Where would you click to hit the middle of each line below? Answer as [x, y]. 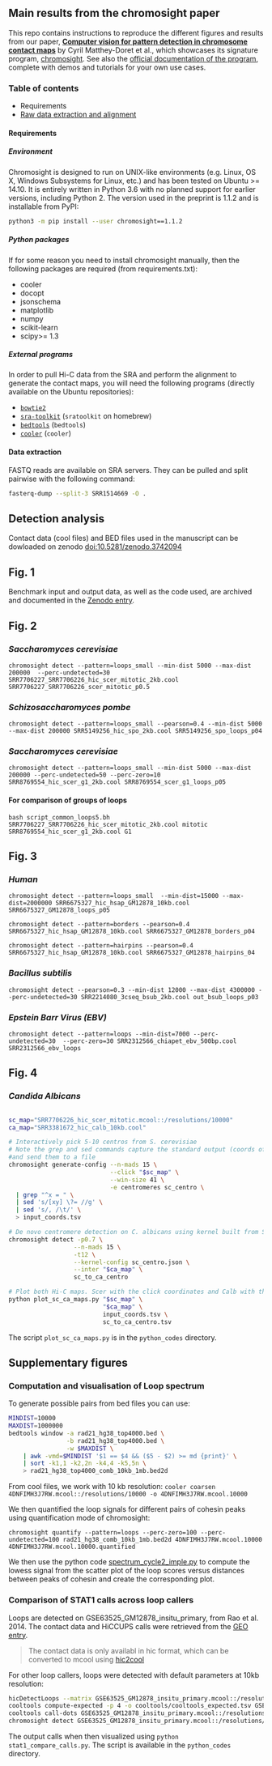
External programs [41, 355]
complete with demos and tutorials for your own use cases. [107, 67]
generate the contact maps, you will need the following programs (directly [132, 383]
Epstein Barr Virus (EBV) [57, 1017]
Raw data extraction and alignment [78, 115]
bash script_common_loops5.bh [59, 817]
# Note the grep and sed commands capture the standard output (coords [132, 1150]
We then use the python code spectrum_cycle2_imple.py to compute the [129, 1562]
